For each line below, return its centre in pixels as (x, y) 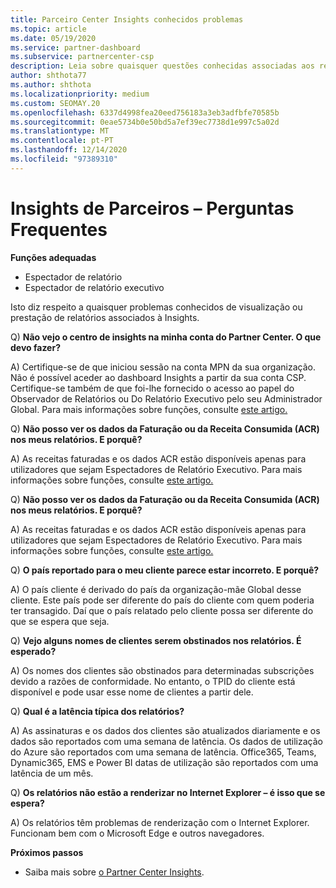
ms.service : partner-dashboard (75, 47)
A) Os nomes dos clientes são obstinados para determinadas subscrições (162, 670)
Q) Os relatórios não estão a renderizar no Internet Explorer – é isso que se (168, 792)
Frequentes (59, 229)
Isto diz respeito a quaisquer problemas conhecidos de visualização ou (156, 307)
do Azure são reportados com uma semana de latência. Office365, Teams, (163, 752)
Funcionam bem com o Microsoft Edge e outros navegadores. (137, 833)
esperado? (33, 651)
